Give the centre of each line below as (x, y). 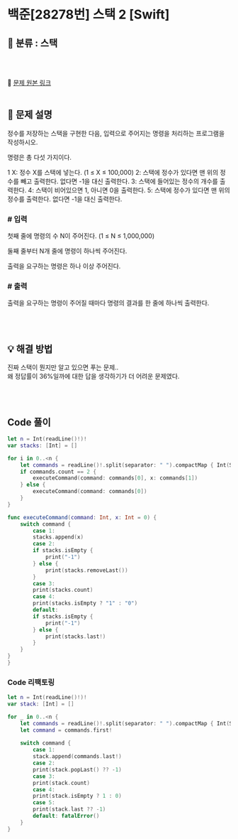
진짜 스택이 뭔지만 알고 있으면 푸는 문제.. (63, 367)
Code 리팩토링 (31, 682)
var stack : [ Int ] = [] (41, 704)
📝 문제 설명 (30, 115)
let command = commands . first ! (66, 730)
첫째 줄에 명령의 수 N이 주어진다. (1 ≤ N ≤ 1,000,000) (81, 236)
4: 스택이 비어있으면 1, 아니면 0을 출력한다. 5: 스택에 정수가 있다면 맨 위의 (129, 190)
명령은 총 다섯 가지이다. (40, 157)
